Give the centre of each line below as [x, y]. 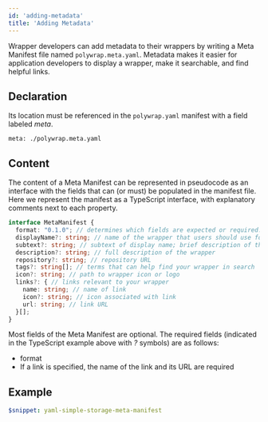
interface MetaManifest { [51, 223]
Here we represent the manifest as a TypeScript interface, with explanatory [132, 200]
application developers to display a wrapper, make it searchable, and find [128, 63]
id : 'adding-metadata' [46, 16]
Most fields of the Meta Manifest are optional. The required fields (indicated [133, 334]
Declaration [38, 96]
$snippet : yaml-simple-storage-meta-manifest [85, 411]
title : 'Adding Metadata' [51, 23]
